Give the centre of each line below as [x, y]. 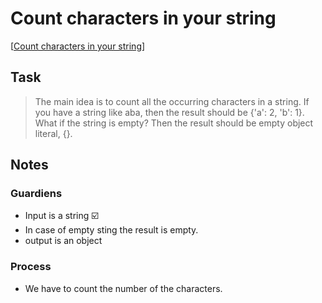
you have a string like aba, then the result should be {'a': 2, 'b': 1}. [169, 112]
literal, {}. [53, 133]
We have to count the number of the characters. [123, 288]
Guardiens [36, 194]
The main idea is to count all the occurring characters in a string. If [172, 101]
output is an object [63, 241]
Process [31, 267]
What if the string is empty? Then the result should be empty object [174, 123]
